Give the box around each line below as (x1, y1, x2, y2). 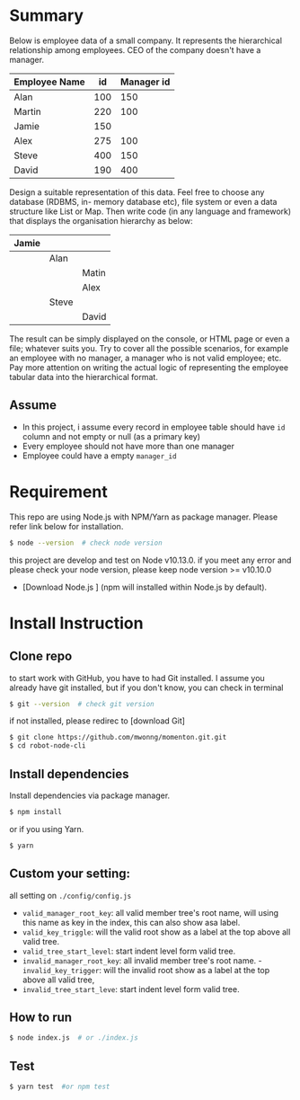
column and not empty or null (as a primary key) (22, 430, 200, 441)
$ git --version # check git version (9, 699, 154, 708)
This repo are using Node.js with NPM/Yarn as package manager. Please (9, 511, 278, 522)
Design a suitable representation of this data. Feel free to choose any (9, 186, 265, 198)
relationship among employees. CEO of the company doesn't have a (9, 44, 261, 55)
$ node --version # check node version (9, 538, 163, 547)
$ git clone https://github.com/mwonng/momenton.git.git (9, 733, 227, 742)
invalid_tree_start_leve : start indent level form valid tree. (22, 983, 240, 994)
